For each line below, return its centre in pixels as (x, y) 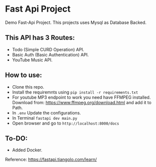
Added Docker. (27, 150)
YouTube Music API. (32, 60)
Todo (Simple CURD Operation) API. (48, 49)
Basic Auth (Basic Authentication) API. (50, 55)
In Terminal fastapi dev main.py (45, 118)
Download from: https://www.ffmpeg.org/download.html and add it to (82, 102)
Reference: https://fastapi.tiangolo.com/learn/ (51, 160)
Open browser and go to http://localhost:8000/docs (66, 123)
